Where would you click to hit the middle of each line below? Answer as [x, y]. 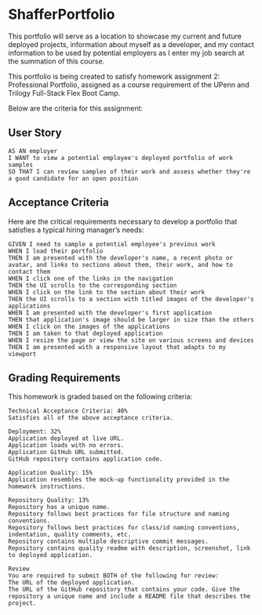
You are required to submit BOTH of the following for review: [114, 576]
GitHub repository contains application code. [86, 459]
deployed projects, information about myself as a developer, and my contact [131, 44]
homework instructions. [47, 487]
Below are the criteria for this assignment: [76, 108]
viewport [22, 354]
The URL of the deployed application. [71, 583]
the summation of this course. [56, 61]
